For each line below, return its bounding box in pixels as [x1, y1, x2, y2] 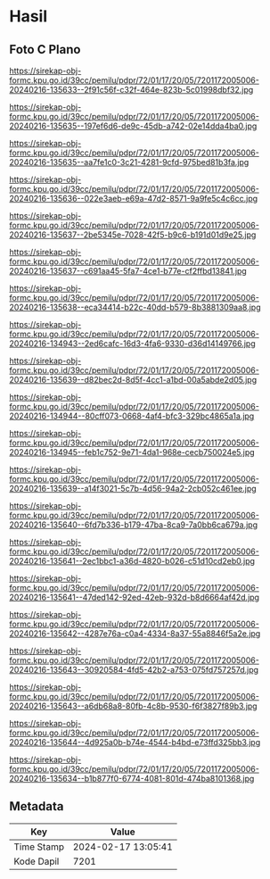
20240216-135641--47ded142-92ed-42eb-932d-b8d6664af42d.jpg [9, 592, 260, 602]
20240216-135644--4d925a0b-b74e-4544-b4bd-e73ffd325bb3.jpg [9, 737, 261, 747]
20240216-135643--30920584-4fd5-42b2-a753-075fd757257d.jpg [9, 665, 259, 675]
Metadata [9, 799, 64, 814]
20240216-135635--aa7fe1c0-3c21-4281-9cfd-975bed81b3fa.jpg [9, 157, 250, 167]
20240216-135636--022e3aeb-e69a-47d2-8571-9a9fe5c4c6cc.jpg [9, 194, 258, 203]
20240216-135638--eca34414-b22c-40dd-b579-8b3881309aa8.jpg [9, 302, 261, 312]
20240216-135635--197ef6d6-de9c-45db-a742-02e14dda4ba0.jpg [9, 120, 258, 131]
